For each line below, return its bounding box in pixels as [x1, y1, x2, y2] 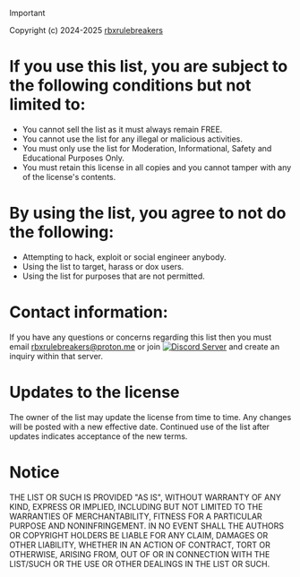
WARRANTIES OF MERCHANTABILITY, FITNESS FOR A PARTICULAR [9, 511, 262, 521]
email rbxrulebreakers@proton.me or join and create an [9, 340, 280, 352]
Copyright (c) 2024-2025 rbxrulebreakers [9, 25, 164, 35]
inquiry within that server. [9, 350, 103, 361]
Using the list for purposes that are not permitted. [21, 271, 206, 281]
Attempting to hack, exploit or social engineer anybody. [21, 251, 227, 263]
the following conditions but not [9, 75, 252, 96]
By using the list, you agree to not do [9, 203, 287, 223]
